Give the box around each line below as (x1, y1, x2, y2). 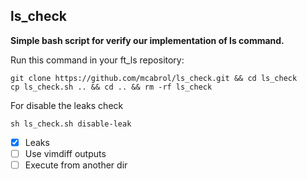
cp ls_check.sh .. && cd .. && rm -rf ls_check (10, 82, 213, 92)
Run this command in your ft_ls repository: (10, 54, 185, 66)
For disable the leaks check (10, 99, 124, 111)
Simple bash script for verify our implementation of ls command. (10, 34, 285, 46)
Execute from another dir (24, 159, 128, 171)
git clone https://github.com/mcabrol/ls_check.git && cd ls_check (10, 73, 298, 83)
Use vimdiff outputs (24, 147, 107, 159)
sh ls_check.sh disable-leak (10, 119, 132, 129)
